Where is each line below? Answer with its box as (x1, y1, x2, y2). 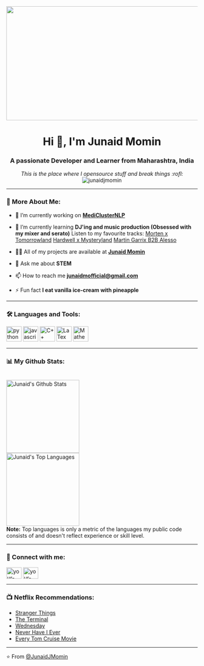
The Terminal (15, 616, 49, 623)
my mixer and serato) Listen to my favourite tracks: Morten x (15, 229, 168, 237)
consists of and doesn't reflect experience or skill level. (6, 532, 144, 539)
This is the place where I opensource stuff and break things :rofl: (21, 170, 183, 178)
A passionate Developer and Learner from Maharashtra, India (10, 156, 194, 165)
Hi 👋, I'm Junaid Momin (42, 135, 161, 148)
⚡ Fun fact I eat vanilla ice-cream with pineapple (15, 286, 139, 294)
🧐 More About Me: (6, 198, 61, 206)
